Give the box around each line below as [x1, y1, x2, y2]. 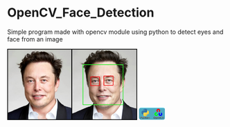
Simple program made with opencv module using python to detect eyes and [7, 28, 224, 36]
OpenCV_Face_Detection [7, 5, 154, 21]
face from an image [7, 35, 64, 43]
